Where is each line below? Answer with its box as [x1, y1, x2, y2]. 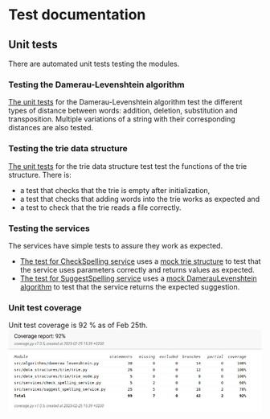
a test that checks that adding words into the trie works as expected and [19, 194, 260, 203]
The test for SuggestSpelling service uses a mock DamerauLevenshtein [19, 273, 257, 283]
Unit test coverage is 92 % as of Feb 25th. [8, 320, 149, 331]
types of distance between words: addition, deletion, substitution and [8, 106, 238, 116]
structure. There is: [8, 170, 72, 179]
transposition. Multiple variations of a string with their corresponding [8, 114, 235, 124]
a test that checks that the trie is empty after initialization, [19, 185, 211, 195]
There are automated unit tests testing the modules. [8, 59, 180, 68]
